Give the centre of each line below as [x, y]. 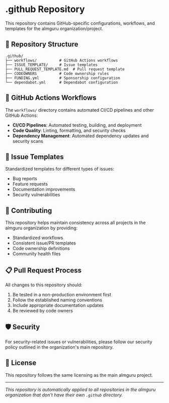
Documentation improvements [44, 189]
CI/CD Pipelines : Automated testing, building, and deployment [77, 125]
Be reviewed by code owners [43, 311]
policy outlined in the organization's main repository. [60, 347]
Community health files [36, 254]
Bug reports [25, 179]
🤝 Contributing [29, 211]
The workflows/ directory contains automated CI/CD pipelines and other [80, 110]
